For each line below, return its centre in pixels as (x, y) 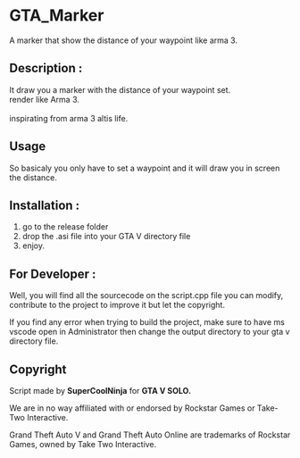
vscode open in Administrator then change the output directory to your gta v (150, 332)
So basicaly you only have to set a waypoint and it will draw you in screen (145, 168)
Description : (46, 68)
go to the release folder (65, 227)
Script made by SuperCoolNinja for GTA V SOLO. (100, 391)
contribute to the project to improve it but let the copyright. (117, 305)
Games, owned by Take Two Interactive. (83, 444)
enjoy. (33, 246)
